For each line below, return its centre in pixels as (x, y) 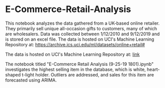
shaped (13, 74)
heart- (153, 69)
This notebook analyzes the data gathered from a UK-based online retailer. (82, 23)
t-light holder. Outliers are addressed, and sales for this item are (88, 74)
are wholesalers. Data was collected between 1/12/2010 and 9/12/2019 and (82, 34)
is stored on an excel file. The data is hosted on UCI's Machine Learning (80, 39)
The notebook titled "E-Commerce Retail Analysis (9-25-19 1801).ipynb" (79, 64)
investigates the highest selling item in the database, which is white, (75, 69)
